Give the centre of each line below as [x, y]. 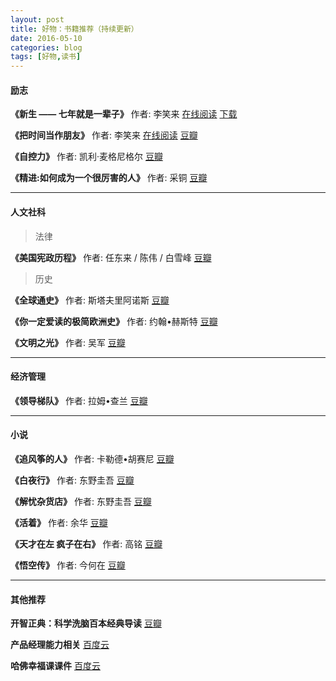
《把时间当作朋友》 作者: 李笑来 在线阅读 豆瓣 [104, 135]
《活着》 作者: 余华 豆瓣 [59, 522]
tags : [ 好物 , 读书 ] [46, 57]
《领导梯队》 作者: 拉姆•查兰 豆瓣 [79, 400]
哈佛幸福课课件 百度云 [55, 666]
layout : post [37, 19]
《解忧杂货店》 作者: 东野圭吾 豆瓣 [81, 501]
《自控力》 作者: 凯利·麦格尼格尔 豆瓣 [86, 157]
